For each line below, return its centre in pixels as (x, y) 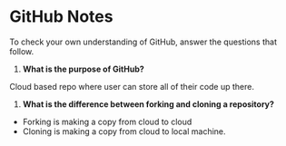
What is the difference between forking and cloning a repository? (148, 104)
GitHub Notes (61, 17)
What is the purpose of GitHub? (84, 69)
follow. (22, 51)
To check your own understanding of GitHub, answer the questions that (143, 42)
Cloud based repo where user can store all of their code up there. (132, 86)
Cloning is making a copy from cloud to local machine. (124, 131)
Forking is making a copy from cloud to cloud (107, 122)
